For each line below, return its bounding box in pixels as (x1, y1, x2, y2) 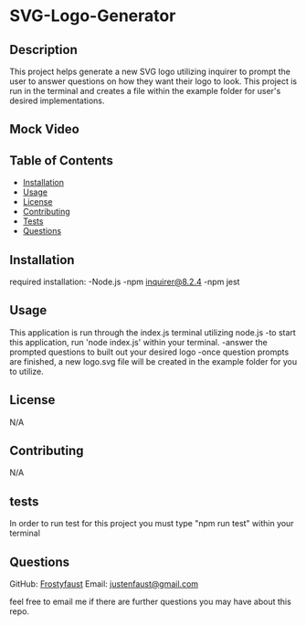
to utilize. (9, 366, 44, 377)
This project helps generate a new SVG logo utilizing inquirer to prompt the (9, 66, 290, 77)
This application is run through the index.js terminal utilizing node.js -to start (9, 326, 297, 338)
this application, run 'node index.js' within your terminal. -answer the (9, 336, 268, 347)
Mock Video (9, 122, 79, 137)
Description (9, 42, 78, 58)
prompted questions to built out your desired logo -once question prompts (9, 346, 290, 357)
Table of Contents (9, 153, 114, 168)
